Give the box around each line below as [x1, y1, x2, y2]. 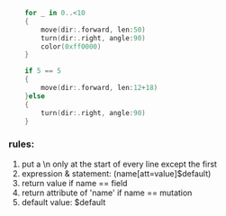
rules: [8, 138, 35, 150]
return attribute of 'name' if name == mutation [21, 187, 193, 198]
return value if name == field [21, 177, 128, 188]
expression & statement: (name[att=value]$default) [21, 167, 212, 179]
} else [24, 91, 46, 101]
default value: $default [21, 196, 106, 207]
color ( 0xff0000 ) [41, 41, 102, 51]
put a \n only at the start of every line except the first [21, 158, 218, 169]
